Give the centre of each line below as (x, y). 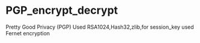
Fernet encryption (28, 33)
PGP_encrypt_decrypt (62, 10)
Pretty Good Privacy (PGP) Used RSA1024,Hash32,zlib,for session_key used (100, 27)
